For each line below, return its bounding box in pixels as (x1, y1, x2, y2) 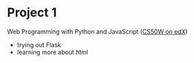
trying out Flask (16, 40, 61, 49)
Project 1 (7, 5, 57, 21)
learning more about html (16, 48, 89, 56)
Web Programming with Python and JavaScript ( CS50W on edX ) (7, 27, 188, 36)
